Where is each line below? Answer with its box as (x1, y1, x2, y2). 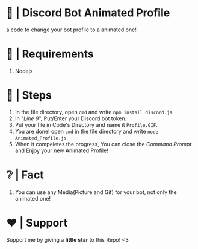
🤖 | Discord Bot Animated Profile (6, 6, 170, 20)
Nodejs (14, 67, 33, 74)
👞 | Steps (6, 88, 52, 102)
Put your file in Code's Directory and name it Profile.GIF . (14, 121, 158, 128)
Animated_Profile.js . (14, 134, 68, 141)
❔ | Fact (6, 168, 44, 181)
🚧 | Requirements (6, 47, 94, 61)
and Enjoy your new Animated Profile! (14, 147, 108, 154)
